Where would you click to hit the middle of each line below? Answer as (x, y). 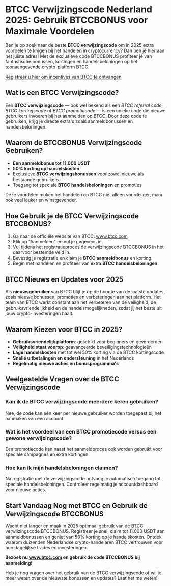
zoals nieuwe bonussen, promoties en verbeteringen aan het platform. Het (83, 297)
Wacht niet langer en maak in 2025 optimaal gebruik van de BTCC (74, 526)
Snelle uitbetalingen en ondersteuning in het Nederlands (73, 358)
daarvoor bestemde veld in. (41, 252)
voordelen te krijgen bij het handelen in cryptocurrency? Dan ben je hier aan (85, 50)
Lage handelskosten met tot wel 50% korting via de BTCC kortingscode (88, 352)
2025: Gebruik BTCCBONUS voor (77, 20)
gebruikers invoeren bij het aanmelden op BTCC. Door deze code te (76, 116)
